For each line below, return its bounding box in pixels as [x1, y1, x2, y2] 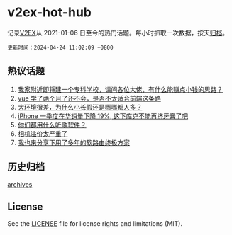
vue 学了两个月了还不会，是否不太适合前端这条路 [17, 93, 162, 103]
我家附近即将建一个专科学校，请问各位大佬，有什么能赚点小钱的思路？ [17, 85, 223, 93]
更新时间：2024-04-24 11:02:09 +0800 [7, 44, 114, 51]
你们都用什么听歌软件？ [17, 120, 87, 129]
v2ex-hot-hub [7, 4, 92, 21]
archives [7, 180, 33, 188]
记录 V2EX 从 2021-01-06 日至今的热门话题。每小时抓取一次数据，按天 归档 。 [7, 28, 229, 37]
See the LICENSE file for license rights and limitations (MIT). [7, 219, 183, 228]
